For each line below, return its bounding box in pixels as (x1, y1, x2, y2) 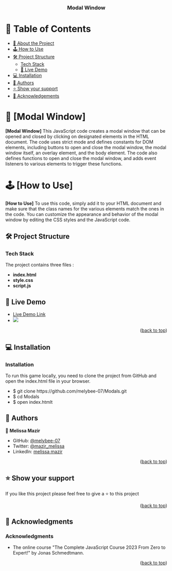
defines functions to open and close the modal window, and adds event (5, 155, 157, 161)
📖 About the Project (12, 40, 54, 46)
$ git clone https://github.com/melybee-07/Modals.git (12, 388, 127, 394)
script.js (12, 282, 31, 289)
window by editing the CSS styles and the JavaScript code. (5, 217, 131, 223)
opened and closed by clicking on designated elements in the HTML (5, 133, 150, 139)
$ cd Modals (12, 393, 40, 400)
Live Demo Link (12, 311, 46, 317)
